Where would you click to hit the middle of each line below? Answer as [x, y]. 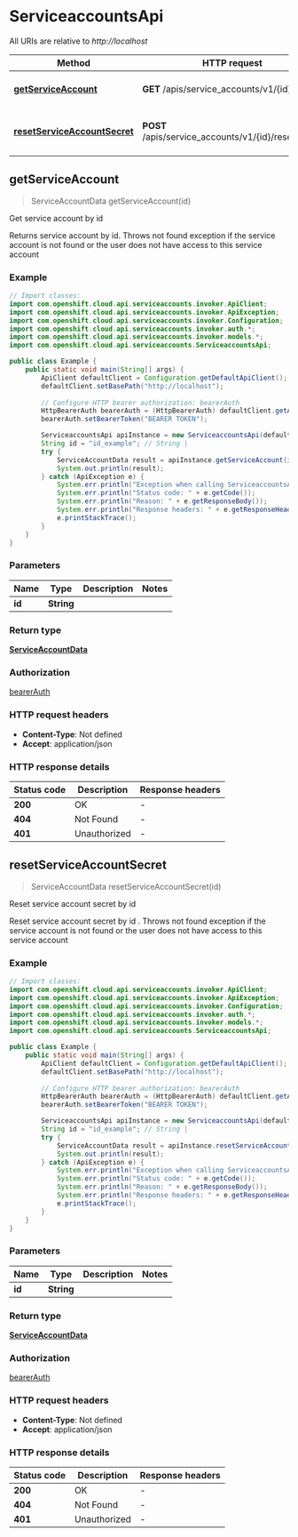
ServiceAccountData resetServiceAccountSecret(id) [126, 886]
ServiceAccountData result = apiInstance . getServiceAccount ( [172, 460]
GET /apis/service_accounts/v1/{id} [217, 89]
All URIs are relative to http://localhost [78, 41]
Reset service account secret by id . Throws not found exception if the [137, 921]
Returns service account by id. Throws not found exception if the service [142, 235]
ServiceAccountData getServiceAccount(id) [111, 201]
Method [74, 62]
